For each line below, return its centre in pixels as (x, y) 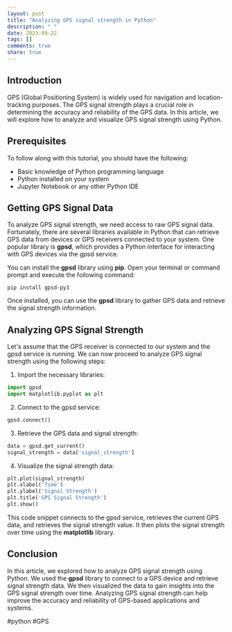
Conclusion (33, 554)
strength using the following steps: (56, 361)
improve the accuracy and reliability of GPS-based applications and (104, 600)
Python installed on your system (63, 178)
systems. (20, 608)
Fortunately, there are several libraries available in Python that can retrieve (113, 232)
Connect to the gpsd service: (59, 407)
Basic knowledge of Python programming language (90, 172)
